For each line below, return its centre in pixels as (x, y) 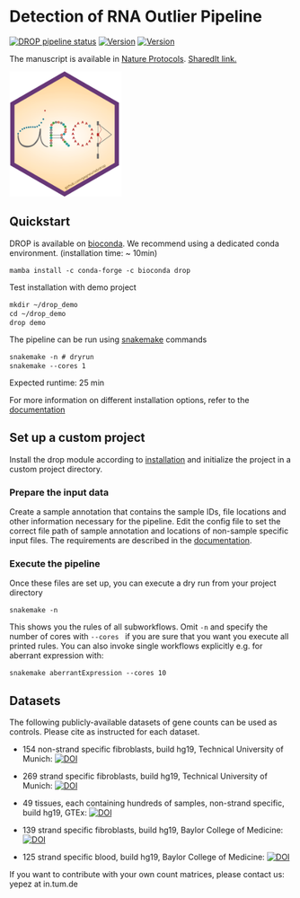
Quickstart (40, 222)
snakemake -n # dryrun (52, 357)
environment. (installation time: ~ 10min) (84, 252)
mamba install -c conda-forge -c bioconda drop (100, 270)
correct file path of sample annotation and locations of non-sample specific (149, 531)
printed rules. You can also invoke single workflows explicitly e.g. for (136, 646)
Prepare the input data (59, 492)
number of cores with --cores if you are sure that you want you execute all (149, 637)
